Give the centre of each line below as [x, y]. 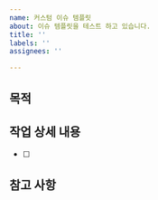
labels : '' [30, 43]
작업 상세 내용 [45, 132]
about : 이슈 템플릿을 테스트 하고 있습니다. [80, 26]
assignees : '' [36, 52]
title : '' [28, 34]
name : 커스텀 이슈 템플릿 [51, 18]
